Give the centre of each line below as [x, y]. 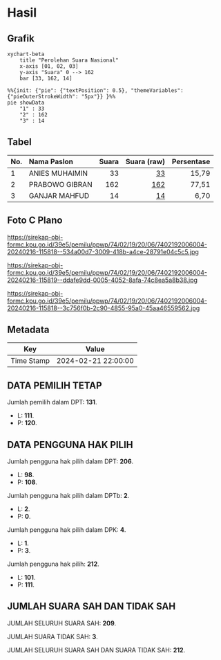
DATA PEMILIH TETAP [55, 385]
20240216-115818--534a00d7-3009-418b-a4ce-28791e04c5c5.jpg [103, 251]
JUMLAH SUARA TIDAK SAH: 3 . [52, 636]
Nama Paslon [51, 161]
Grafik [21, 38]
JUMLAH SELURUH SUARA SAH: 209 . [62, 623]
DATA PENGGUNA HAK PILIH [70, 445]
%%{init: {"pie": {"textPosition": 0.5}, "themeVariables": [96, 91]
